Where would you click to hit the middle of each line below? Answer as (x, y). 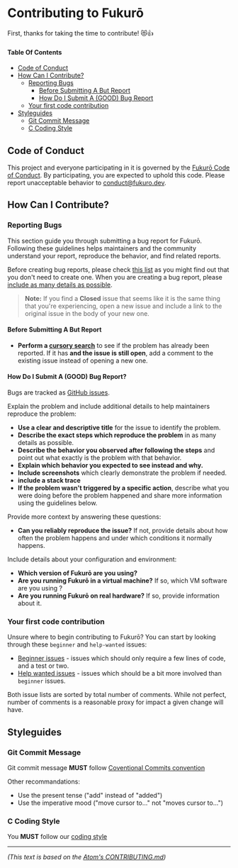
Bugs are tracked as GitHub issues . (58, 392)
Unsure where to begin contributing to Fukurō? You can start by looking (112, 637)
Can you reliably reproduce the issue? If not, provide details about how (123, 531)
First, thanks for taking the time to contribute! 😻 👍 (80, 33)
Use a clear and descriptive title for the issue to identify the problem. (119, 428)
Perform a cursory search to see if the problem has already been (113, 345)
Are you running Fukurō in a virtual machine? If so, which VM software (123, 581)
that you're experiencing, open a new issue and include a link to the (123, 306)
